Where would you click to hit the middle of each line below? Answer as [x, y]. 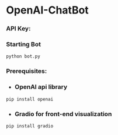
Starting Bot [23, 45]
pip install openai [30, 99]
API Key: [18, 29]
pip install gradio [30, 126]
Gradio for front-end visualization [63, 114]
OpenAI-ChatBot [47, 10]
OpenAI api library [41, 87]
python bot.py [23, 56]
